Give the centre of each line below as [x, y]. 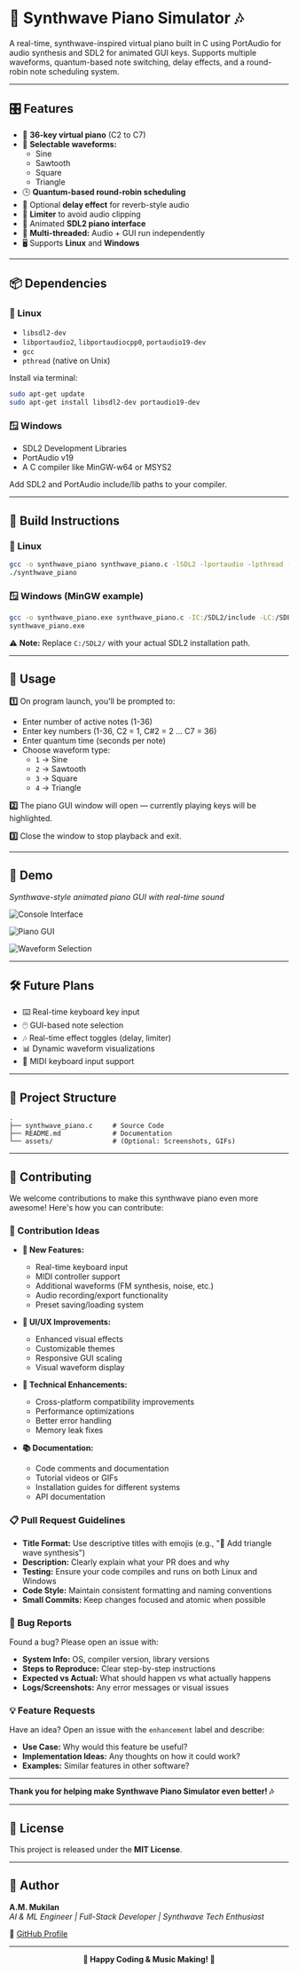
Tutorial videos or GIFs [76, 1478]
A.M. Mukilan [35, 1906]
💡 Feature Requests [52, 1710]
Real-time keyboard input [82, 1267]
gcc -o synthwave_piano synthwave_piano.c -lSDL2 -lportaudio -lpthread [146, 564]
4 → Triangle [58, 787]
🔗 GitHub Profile [39, 1933]
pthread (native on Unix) [66, 361]
